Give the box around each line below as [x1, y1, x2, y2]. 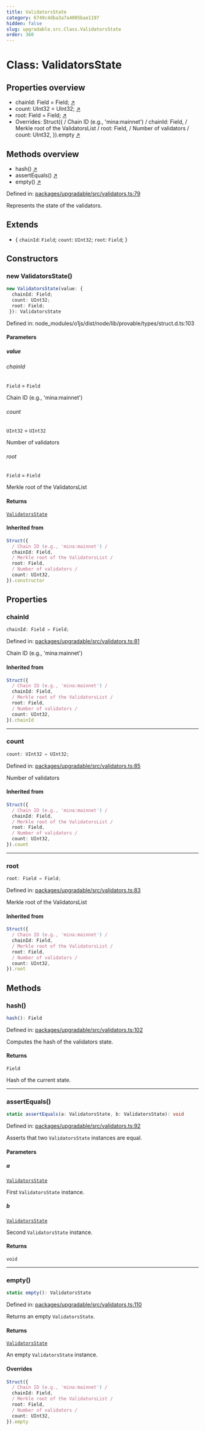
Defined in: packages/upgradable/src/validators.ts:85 [6, 762, 141, 769]
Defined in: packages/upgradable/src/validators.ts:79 [6, 190, 141, 197]
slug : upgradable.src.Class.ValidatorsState [6, 26, 121, 32]
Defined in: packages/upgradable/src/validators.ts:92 [6, 1123, 141, 1130]
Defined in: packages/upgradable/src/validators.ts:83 [6, 887, 141, 894]
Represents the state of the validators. [6, 201, 103, 209]
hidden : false [6, 20, 43, 26]
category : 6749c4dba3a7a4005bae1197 [6, 15, 99, 21]
